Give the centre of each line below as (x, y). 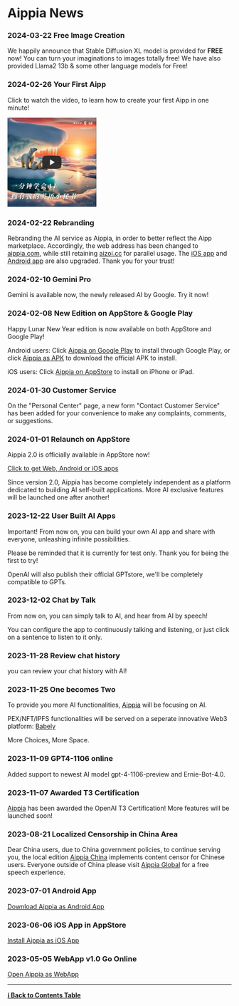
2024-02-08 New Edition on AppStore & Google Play (100, 313)
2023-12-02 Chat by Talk (52, 600)
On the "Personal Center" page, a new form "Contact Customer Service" (114, 405)
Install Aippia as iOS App (43, 940)
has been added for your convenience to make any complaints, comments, (117, 413)
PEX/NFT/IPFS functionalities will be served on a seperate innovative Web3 (117, 719)
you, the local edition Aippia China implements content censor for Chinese (116, 857)
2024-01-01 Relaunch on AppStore (69, 439)
